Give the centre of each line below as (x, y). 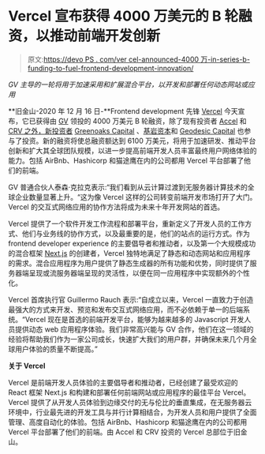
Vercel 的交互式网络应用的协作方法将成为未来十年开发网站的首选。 (116, 207)
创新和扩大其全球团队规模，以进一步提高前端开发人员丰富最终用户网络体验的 (132, 150)
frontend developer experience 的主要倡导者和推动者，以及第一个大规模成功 (132, 243)
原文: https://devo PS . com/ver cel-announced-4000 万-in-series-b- (139, 59)
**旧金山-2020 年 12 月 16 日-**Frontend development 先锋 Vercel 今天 (123, 111)
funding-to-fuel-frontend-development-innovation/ (110, 68)
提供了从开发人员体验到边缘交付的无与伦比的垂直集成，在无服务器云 (141, 402)
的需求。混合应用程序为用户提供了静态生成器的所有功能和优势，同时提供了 (129, 263)
